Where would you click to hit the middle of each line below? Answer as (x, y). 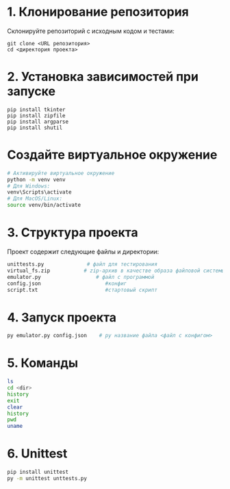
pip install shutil (35, 128)
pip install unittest (38, 472)
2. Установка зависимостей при (103, 77)
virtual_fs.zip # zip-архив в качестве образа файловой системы (116, 271)
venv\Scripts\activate (39, 192)
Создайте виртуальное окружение (112, 155)
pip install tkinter (37, 110)
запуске (31, 92)
